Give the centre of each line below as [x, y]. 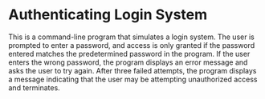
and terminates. [34, 87]
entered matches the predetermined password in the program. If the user [129, 53]
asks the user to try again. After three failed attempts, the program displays [132, 70]
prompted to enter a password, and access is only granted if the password [132, 45]
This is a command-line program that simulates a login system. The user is [131, 37]
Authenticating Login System [108, 15]
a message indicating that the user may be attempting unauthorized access [133, 79]
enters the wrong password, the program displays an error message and [128, 62]
